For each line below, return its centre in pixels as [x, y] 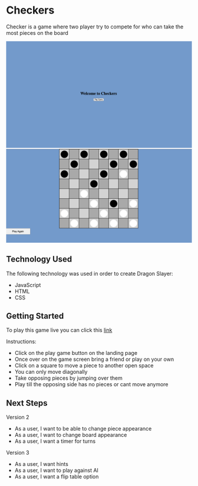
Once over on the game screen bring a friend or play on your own [94, 359]
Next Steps [27, 403]
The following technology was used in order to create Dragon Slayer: [90, 273]
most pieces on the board [37, 32]
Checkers [30, 10]
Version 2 [18, 417]
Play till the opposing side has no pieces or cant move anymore [92, 384]
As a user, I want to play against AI [57, 471]
